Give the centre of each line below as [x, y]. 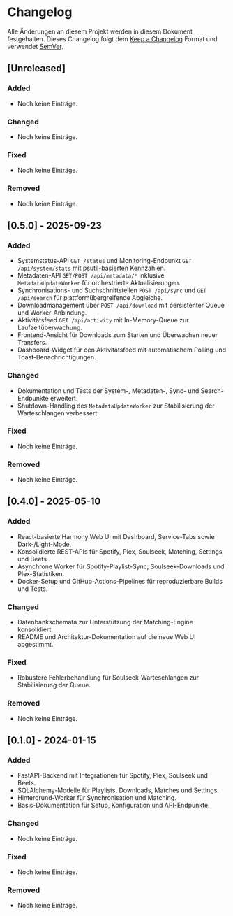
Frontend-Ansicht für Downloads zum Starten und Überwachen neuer [118, 335]
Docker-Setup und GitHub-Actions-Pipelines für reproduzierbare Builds [120, 581]
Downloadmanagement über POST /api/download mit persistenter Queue [121, 306]
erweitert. [64, 398]
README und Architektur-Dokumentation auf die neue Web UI [107, 637]
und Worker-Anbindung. [52, 313]
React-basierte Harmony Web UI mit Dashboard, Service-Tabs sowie [116, 536]
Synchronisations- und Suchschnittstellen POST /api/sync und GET [112, 290]
